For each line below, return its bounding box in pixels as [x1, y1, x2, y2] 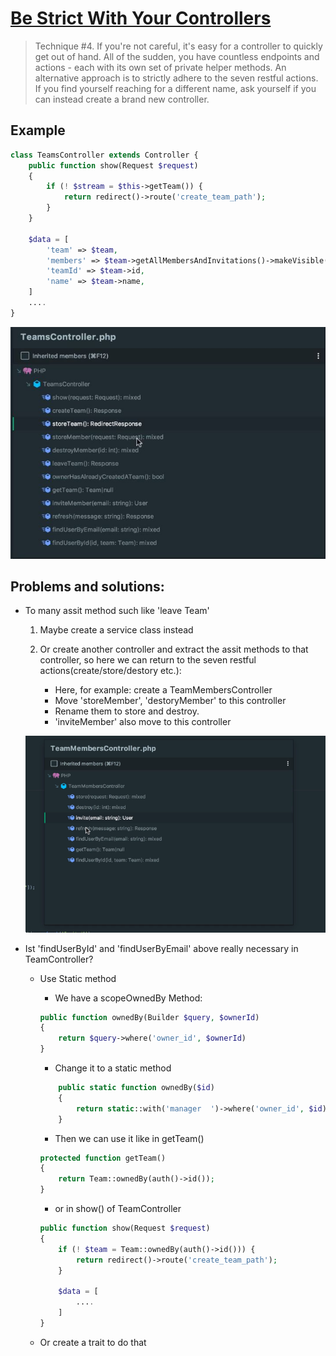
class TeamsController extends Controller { [10, 150, 199, 160]
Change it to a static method [54, 1062, 172, 1074]
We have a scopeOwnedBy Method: [54, 992, 203, 1004]
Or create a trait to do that [39, 1336, 147, 1348]
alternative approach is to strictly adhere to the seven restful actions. [34, 72, 319, 84]
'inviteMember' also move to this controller [54, 716, 232, 728]
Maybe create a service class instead [39, 624, 194, 636]
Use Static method [39, 972, 117, 984]
